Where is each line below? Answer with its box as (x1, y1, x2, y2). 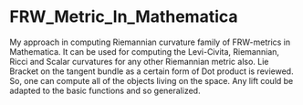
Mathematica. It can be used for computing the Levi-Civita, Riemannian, (9, 46, 280, 57)
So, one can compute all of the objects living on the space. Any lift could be (9, 75, 294, 86)
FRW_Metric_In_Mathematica (9, 6, 239, 27)
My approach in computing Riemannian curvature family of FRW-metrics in (9, 37, 291, 47)
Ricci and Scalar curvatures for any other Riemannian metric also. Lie (9, 56, 269, 67)
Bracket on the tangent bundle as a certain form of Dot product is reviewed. (9, 66, 294, 77)
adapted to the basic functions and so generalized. (9, 85, 201, 96)
